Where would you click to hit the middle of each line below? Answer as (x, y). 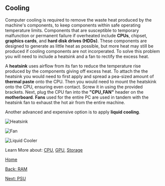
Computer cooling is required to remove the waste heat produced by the (78, 20)
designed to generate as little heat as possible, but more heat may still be (79, 46)
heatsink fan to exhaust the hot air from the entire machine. (65, 102)
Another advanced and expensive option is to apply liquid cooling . (73, 112)
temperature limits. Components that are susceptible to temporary (72, 30)
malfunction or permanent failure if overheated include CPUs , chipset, (76, 35)
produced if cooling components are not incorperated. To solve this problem (82, 51)
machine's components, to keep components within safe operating (73, 25)
